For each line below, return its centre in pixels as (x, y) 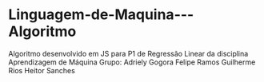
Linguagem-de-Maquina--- (101, 15)
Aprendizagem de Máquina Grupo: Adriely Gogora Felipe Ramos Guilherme (132, 62)
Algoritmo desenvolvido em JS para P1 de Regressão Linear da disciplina (128, 53)
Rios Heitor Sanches (42, 70)
